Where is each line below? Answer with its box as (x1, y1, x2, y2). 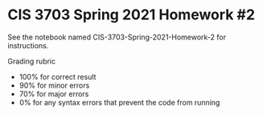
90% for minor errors (18, 80, 90, 90)
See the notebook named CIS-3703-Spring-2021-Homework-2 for (7, 32, 227, 42)
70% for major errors (18, 88, 89, 98)
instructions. (7, 40, 49, 50)
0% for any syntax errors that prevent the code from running (18, 97, 220, 107)
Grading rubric (7, 56, 56, 66)
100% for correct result (18, 72, 97, 81)
